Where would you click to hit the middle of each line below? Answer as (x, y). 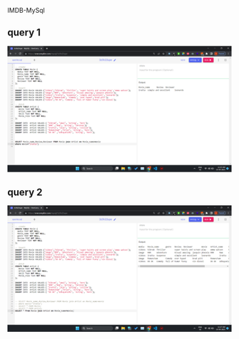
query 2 (25, 192)
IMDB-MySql (26, 10)
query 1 (24, 32)
